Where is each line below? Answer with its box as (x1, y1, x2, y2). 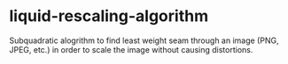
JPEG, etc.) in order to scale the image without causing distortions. (9, 44, 253, 54)
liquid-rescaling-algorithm (9, 6, 209, 26)
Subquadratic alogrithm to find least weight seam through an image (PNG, (9, 35, 279, 46)
